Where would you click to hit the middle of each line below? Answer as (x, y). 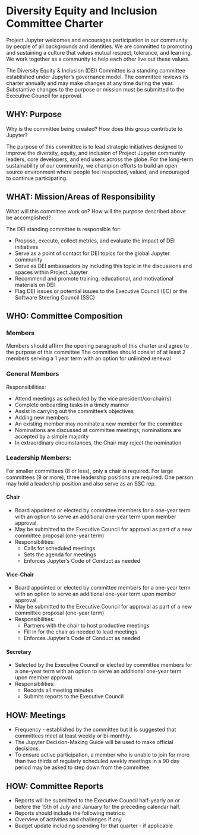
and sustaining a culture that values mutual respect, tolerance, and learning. (99, 52)
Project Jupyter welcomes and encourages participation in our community (97, 40)
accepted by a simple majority (52, 436)
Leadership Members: (39, 458)
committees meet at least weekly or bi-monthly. (73, 736)
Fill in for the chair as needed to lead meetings (80, 632)
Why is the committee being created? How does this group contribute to (94, 128)
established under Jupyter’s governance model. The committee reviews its (97, 77)
